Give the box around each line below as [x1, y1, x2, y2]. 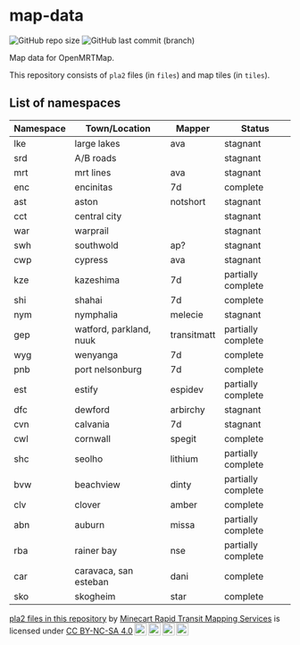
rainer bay [74, 544, 118, 556]
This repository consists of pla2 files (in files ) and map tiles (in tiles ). [9, 69, 271, 81]
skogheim [74, 590, 116, 602]
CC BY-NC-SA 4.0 [65, 625, 134, 636]
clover [74, 498, 101, 511]
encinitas [74, 181, 113, 193]
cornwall [74, 432, 112, 445]
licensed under [9, 625, 64, 636]
